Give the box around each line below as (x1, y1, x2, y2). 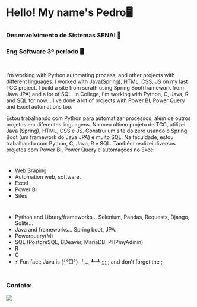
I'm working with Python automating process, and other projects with (6, 72, 175, 79)
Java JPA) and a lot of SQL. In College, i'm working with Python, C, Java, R (6, 91, 189, 98)
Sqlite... (14, 219, 34, 227)
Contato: (6, 281, 33, 289)
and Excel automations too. (6, 103, 73, 110)
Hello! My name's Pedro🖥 (6, 6, 134, 20)
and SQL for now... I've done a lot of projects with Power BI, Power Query (6, 97, 185, 104)
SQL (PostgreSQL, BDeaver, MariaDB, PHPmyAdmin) (14, 238, 144, 245)
